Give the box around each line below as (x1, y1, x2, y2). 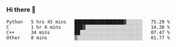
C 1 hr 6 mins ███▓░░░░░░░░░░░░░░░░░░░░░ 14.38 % (6, 24, 171, 31)
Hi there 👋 (6, 5, 37, 14)
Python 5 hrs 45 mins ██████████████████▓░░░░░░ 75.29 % (6, 19, 171, 25)
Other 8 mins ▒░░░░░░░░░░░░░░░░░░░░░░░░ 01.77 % (6, 35, 171, 41)
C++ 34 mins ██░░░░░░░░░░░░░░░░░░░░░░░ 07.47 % (6, 30, 171, 36)
